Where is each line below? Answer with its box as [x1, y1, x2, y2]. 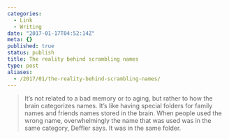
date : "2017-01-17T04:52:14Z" [7, 29, 96, 37]
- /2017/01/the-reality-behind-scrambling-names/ [13, 75, 161, 82]
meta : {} [7, 36, 33, 43]
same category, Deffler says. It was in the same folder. [24, 124, 182, 133]
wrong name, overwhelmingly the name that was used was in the [24, 117, 212, 125]
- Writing [13, 23, 42, 30]
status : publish [7, 50, 54, 57]
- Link [13, 17, 33, 24]
